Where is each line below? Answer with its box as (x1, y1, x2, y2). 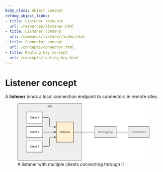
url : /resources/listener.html (9, 24, 75, 29)
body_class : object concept (5, 8, 64, 13)
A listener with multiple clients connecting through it (17, 161, 124, 167)
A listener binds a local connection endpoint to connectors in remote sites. (5, 93, 159, 99)
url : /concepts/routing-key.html (9, 55, 79, 60)
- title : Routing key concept (5, 50, 68, 55)
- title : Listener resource (5, 18, 64, 23)
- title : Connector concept (5, 40, 64, 45)
